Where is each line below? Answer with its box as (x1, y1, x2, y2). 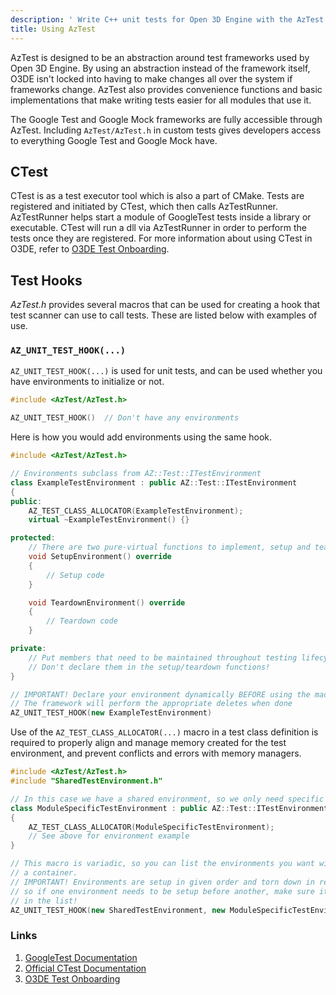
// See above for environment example (28, 831, 190, 841)
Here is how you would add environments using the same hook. (10, 431, 273, 443)
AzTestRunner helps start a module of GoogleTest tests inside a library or (10, 211, 312, 223)
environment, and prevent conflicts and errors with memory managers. (10, 747, 302, 760)
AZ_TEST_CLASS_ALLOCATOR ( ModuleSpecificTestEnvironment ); (28, 822, 275, 832)
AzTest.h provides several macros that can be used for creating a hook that (10, 299, 321, 311)
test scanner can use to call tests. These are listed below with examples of (10, 309, 318, 321)
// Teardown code (46, 616, 118, 626)
